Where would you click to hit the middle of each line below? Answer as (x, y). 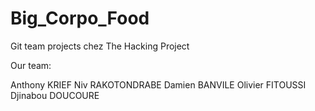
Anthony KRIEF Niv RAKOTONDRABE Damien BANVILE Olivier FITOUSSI (158, 84)
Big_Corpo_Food (80, 18)
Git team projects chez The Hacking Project (100, 46)
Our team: (31, 65)
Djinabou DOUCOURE (55, 95)
